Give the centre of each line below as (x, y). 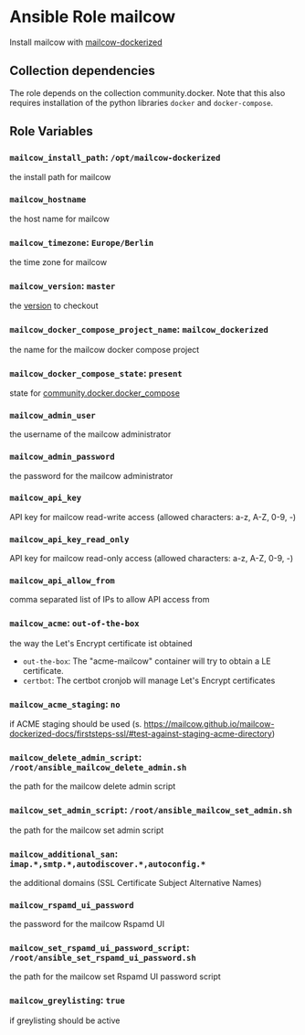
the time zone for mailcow (58, 262)
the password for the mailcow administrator (91, 475)
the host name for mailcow (59, 219)
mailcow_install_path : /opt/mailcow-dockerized (115, 157)
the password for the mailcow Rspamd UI (87, 924)
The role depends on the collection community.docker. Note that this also (147, 92)
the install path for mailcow (60, 177)
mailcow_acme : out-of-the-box (74, 624)
